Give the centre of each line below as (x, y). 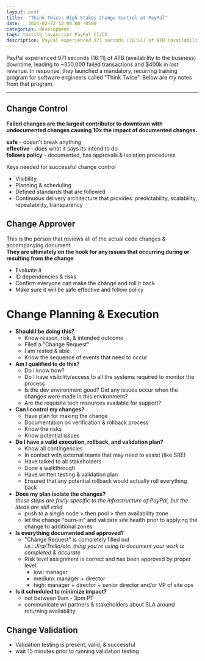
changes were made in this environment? (76, 396)
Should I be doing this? (45, 331)
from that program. (30, 84)
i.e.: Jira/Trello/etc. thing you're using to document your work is (104, 546)
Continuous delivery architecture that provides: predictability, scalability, (106, 198)
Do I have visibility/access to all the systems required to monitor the (109, 376)
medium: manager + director (69, 578)
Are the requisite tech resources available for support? (93, 403)
